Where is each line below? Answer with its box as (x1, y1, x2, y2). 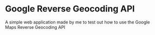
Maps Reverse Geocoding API (5, 24, 66, 30)
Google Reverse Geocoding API (5, 3, 135, 14)
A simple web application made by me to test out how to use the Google (5, 19, 150, 25)
